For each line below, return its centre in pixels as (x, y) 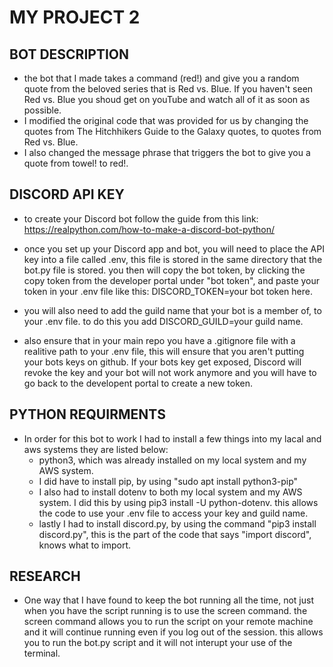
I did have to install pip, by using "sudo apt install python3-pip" (168, 481)
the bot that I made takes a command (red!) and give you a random (161, 78)
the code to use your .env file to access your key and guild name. (173, 513)
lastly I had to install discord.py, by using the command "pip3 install (177, 523)
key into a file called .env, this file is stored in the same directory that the (173, 259)
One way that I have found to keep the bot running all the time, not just (169, 600)
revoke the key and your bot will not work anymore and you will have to (170, 372)
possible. (42, 110)
